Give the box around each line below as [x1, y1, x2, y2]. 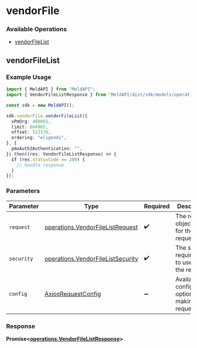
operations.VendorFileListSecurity [44, 254, 139, 262]
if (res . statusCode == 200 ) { [11, 157, 85, 163]
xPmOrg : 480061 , [11, 119, 51, 124]
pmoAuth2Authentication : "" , [11, 146, 83, 152]
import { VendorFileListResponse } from [6, 92, 107, 98]
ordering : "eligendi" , [11, 135, 67, 141]
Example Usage [6, 73, 52, 81]
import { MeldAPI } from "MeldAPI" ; [6, 86, 96, 92]
